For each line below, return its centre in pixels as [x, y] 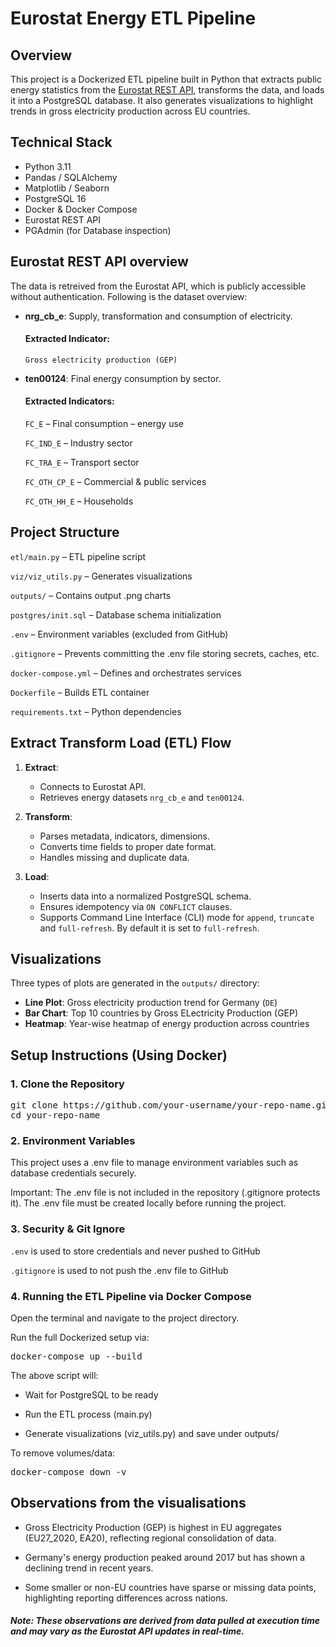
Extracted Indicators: [69, 401]
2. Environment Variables [73, 1141]
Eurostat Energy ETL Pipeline [133, 18]
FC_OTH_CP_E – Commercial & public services [115, 482]
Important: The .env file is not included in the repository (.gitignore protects [165, 1193]
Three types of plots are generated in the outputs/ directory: [135, 983]
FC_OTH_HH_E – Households [79, 501]
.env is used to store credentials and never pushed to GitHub [135, 1251]
